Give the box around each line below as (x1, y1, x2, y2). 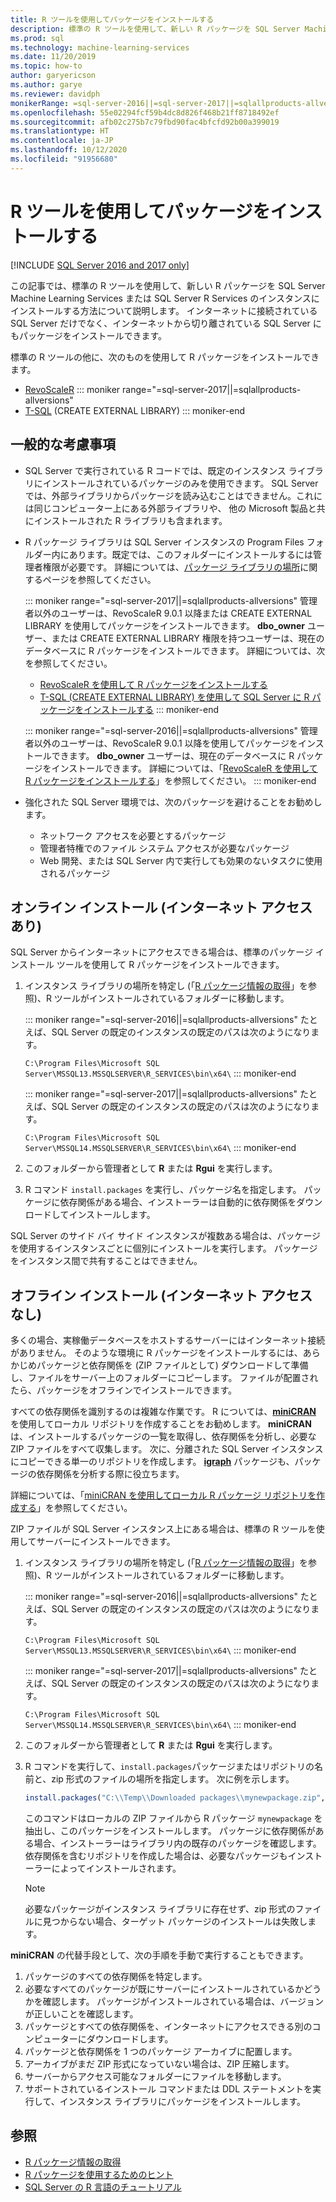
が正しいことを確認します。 (24, 2008, 139, 2020)
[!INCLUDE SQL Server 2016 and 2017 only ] (10, 259, 190, 271)
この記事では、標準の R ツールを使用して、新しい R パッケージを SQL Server (10, 279, 326, 291)
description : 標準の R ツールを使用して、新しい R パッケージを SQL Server (10, 24, 301, 34)
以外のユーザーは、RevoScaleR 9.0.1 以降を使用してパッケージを (33, 737, 298, 749)
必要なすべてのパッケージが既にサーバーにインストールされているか (24, 1983, 305, 1995)
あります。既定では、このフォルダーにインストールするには (68, 548, 314, 560)
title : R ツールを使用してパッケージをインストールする (10, 14, 215, 25)
